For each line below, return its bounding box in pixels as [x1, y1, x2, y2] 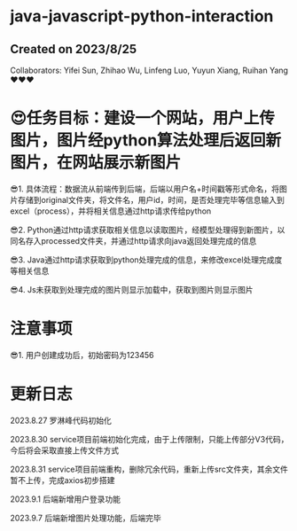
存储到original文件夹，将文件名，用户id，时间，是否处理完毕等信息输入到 [17, 194, 285, 205]
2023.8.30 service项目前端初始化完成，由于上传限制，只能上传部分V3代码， [10, 433, 289, 444]
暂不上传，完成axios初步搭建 [10, 474, 115, 485]
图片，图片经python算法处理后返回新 [10, 130, 282, 151]
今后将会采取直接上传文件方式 [10, 445, 119, 456]
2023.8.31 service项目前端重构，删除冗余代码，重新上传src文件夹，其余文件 [10, 464, 289, 474]
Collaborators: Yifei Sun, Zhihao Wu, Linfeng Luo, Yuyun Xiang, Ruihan [10, 65, 269, 75]
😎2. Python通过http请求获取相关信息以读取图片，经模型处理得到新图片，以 [10, 224, 285, 235]
